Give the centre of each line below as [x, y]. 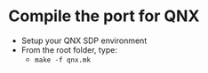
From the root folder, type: [69, 49]
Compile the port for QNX [104, 16]
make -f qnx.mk [62, 60]
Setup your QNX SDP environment [84, 40]
